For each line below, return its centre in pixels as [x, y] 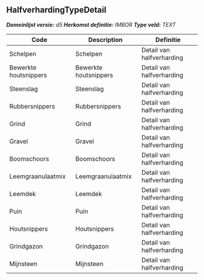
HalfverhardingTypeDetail [56, 10]
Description [105, 40]
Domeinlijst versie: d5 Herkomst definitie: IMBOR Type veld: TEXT [91, 24]
